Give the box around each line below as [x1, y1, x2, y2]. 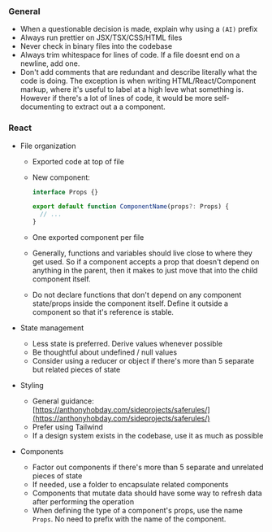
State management [19, 323, 84, 333]
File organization [19, 141, 76, 150]
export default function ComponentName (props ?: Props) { [32, 203, 230, 211]
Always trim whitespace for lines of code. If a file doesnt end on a [19, 50, 240, 60]
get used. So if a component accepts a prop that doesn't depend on [32, 257, 260, 267]
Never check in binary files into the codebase [19, 41, 173, 51]
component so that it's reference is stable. [32, 307, 175, 317]
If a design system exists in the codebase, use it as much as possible [32, 431, 264, 441]
